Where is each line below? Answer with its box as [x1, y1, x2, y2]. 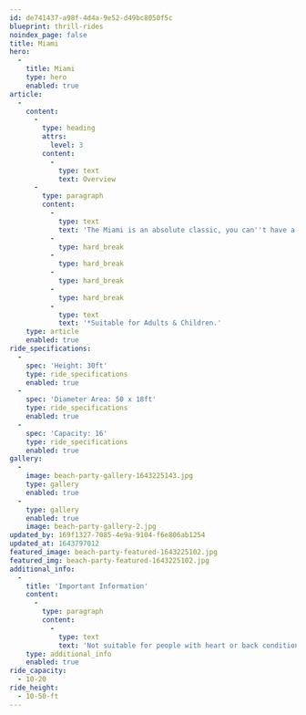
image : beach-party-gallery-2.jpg [25, 522, 157, 532]
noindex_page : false [9, 30, 88, 39]
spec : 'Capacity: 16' [25, 429, 107, 438]
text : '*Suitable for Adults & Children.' [57, 318, 222, 328]
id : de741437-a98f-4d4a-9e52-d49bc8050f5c [9, 13, 173, 23]
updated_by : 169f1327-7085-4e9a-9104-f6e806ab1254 [9, 531, 206, 540]
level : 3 [49, 140, 84, 150]
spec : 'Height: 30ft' [25, 361, 107, 370]
